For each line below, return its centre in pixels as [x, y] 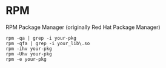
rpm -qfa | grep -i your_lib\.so [48, 43]
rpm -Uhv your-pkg [29, 54]
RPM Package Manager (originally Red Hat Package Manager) [83, 27]
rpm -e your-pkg [26, 59]
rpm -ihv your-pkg [29, 49]
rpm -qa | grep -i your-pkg [41, 38]
